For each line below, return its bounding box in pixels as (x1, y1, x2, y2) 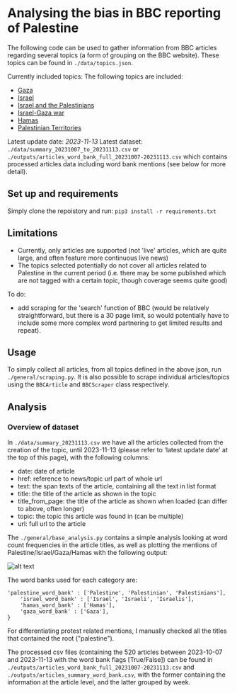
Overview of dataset (7, 422, 79, 432)
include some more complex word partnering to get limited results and (17, 319, 223, 327)
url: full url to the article (17, 520, 86, 528)
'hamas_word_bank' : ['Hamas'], (20, 602, 115, 609)
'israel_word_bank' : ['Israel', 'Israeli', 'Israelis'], (20, 596, 195, 603)
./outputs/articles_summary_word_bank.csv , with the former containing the (7, 670, 226, 679)
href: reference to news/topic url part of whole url (17, 474, 163, 483)
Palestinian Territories (17, 123, 81, 132)
